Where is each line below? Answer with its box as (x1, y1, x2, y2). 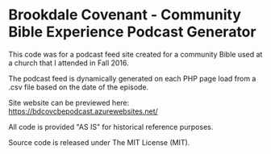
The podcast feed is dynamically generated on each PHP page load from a (8, 73, 256, 83)
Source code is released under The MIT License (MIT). (8, 137, 190, 147)
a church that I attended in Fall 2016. (8, 58, 129, 68)
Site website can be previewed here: (8, 98, 130, 107)
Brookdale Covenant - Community (8, 6, 242, 24)
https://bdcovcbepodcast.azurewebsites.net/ (8, 106, 159, 116)
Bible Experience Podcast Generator (8, 23, 256, 41)
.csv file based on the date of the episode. (8, 82, 149, 92)
